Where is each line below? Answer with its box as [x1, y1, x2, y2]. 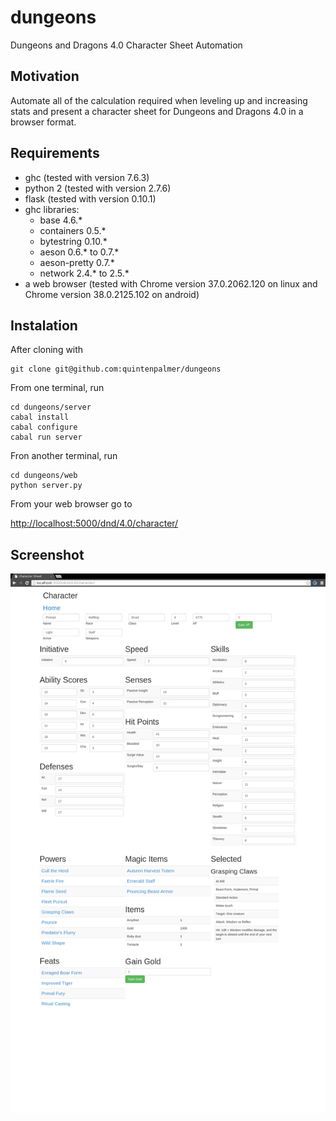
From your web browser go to [10, 498, 133, 510]
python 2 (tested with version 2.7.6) [24, 182, 172, 194]
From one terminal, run [10, 382, 105, 394]
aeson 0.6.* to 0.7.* [39, 246, 120, 258]
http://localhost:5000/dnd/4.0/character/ [10, 517, 179, 530]
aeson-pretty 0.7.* [39, 256, 115, 268]
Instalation [10, 317, 78, 334]
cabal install [10, 412, 70, 423]
